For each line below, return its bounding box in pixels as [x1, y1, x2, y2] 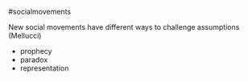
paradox [19, 55, 48, 64]
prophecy [19, 47, 52, 55]
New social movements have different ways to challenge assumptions [8, 22, 240, 31]
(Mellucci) [8, 31, 42, 40]
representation [19, 63, 69, 73]
